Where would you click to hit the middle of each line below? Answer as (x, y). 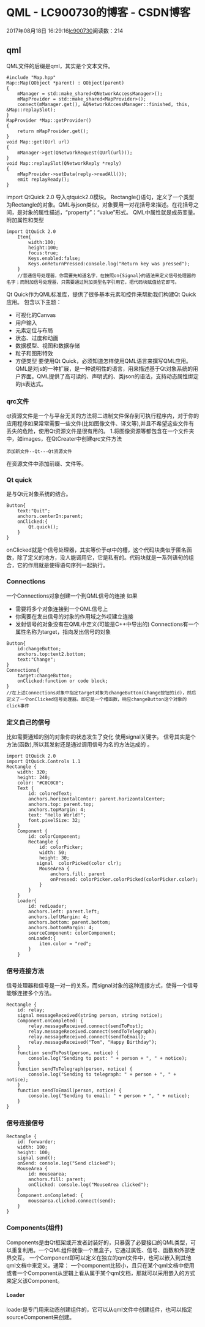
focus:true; (44, 253)
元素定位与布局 (34, 330)
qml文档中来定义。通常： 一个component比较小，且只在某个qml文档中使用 (100, 1265)
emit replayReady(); (43, 179)
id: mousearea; (48, 1174)
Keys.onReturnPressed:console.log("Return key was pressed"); (109, 264)
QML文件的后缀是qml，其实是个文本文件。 (60, 66)
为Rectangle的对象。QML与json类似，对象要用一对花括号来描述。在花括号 (100, 204)
